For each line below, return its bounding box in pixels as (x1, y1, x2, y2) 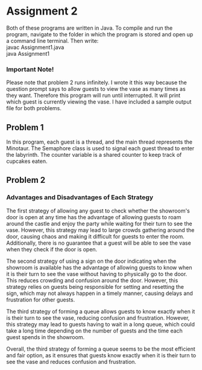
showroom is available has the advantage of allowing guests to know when (6, 263, 192, 271)
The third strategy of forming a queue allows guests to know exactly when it (6, 308, 195, 315)
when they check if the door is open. (6, 245, 98, 253)
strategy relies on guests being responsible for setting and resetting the (6, 283, 184, 290)
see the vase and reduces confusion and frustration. (6, 358, 137, 365)
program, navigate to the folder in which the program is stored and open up (6, 30, 194, 38)
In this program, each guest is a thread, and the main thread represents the (6, 138, 193, 146)
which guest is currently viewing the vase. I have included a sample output (6, 98, 192, 105)
